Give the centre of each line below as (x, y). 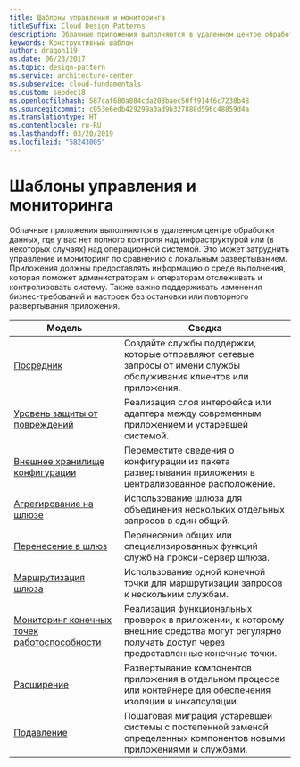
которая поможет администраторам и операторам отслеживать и (136, 277)
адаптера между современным (192, 413)
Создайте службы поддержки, (190, 343)
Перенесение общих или (178, 535)
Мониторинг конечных (63, 620)
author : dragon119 (43, 51)
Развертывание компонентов (188, 668)
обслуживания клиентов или (186, 376)
